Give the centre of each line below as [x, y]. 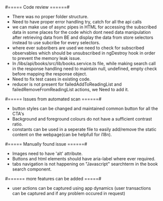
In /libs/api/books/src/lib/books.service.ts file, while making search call [84, 63]
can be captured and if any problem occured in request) [69, 193]
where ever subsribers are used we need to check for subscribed [78, 48]
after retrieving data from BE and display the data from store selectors [82, 37]
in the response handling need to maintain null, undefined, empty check [84, 69]
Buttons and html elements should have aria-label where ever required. [84, 159]
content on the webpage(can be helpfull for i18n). [62, 135]
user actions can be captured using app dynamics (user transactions [81, 188]
